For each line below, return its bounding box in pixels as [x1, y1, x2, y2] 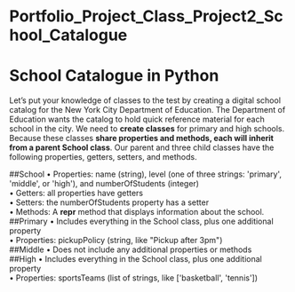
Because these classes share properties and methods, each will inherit [9, 133, 274, 144]
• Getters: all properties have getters [9, 188, 144, 199]
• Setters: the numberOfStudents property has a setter [9, 197, 210, 208]
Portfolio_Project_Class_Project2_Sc [9, 6, 283, 27]
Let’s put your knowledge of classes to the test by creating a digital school [9, 95, 282, 106]
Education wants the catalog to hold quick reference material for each [9, 114, 265, 125]
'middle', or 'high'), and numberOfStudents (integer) [9, 178, 200, 189]
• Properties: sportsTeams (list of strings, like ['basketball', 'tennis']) [9, 272, 259, 283]
